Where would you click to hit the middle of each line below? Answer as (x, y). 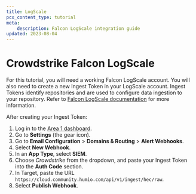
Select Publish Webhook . (47, 186)
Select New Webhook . (43, 147)
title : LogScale (26, 12)
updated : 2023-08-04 (32, 34)
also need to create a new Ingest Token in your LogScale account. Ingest (96, 87)
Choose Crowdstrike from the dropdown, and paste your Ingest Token (101, 160)
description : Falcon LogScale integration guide (79, 28)
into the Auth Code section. (49, 167)
